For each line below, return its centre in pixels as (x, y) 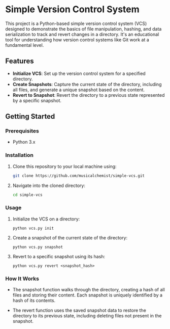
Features (20, 61)
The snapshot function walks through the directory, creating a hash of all (89, 290)
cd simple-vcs (27, 195)
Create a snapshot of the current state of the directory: (70, 237)
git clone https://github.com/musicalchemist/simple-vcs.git (79, 176)
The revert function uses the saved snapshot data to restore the (79, 310)
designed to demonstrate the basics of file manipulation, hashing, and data (83, 29)
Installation (20, 155)
